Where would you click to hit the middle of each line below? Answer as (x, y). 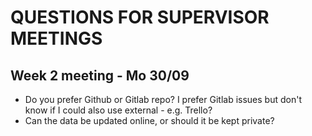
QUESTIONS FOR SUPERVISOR (140, 17)
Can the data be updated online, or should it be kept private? (149, 120)
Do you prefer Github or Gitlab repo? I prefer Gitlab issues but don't (163, 99)
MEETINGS (56, 38)
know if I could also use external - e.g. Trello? (118, 110)
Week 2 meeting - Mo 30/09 (100, 75)
